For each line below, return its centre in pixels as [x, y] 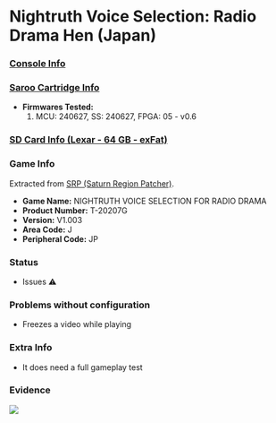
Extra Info [31, 348]
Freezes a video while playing [77, 324]
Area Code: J [47, 229]
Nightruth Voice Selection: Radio [133, 17]
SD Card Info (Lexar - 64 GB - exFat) [88, 140]
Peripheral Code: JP [60, 238]
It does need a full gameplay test [82, 367]
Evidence [30, 390]
